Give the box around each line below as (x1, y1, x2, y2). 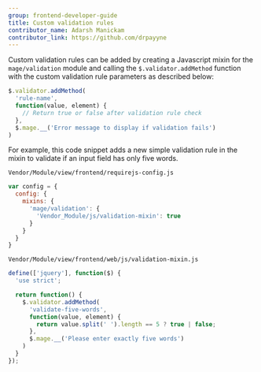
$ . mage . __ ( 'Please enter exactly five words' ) (28, 335, 185, 343)
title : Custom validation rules (8, 19, 114, 27)
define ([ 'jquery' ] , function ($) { (8, 270, 122, 277)
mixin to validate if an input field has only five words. (8, 154, 178, 163)
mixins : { (22, 198, 55, 206)
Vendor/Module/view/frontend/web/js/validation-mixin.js (8, 255, 199, 264)
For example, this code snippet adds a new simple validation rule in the (8, 145, 238, 154)
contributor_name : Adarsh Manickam (8, 26, 125, 34)
